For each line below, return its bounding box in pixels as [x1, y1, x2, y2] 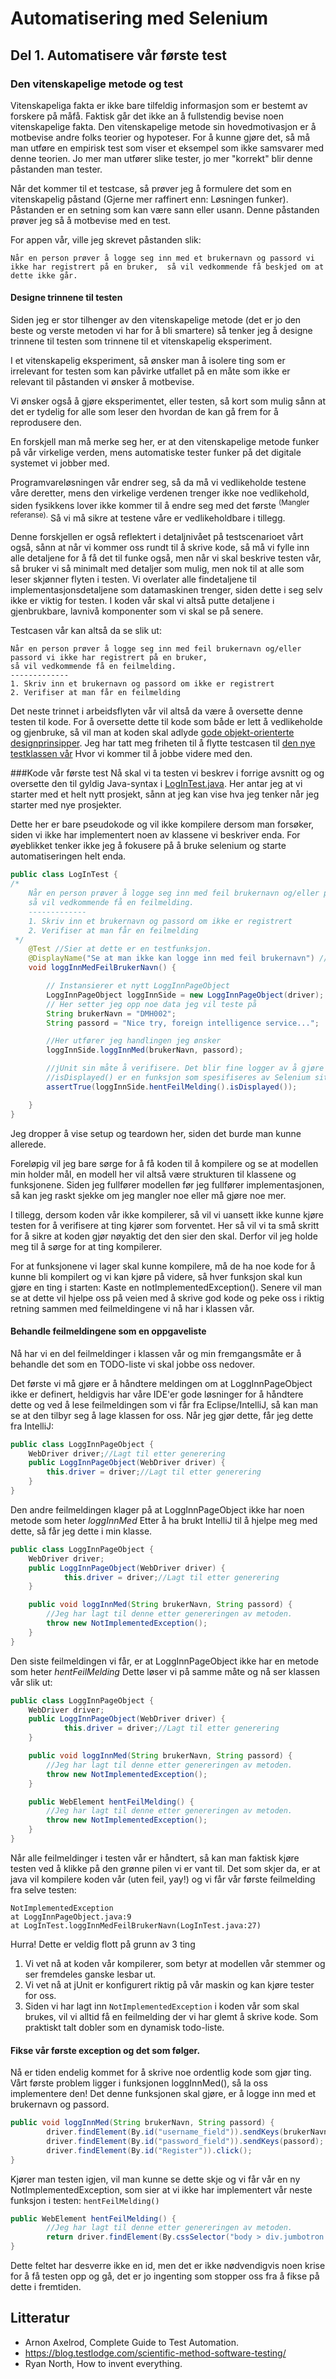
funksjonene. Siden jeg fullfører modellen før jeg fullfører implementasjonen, [10, 1178, 325, 1191]
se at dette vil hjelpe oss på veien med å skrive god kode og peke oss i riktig [10, 1292, 325, 1304]
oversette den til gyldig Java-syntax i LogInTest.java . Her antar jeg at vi [10, 778, 303, 790]
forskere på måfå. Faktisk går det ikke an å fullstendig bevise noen [10, 110, 284, 122]
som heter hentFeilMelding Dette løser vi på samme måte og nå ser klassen [10, 1665, 320, 1677]
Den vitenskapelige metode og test [10, 77, 184, 91]
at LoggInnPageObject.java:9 [10, 1912, 132, 1922]
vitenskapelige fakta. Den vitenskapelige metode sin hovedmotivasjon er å [10, 120, 317, 132]
